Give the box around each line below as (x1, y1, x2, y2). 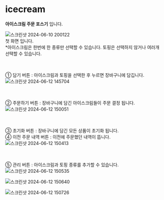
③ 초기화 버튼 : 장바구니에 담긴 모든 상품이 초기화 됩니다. (5, 127, 119, 133)
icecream (5, 4, 45, 15)
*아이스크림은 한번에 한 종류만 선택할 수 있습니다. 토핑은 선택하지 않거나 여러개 (5, 44, 160, 50)
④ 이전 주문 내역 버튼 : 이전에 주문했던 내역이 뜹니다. (5, 134, 111, 140)
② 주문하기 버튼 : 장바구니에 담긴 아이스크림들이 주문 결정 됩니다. (5, 99, 135, 106)
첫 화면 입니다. (5, 38, 34, 44)
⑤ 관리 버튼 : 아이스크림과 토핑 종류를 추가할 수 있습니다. (5, 162, 119, 168)
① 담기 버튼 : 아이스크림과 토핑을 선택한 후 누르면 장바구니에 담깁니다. (5, 72, 145, 78)
